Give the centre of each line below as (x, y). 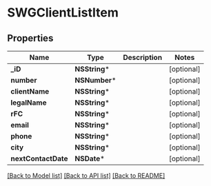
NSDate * (90, 158)
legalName (29, 103)
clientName (30, 91)
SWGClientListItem (63, 13)
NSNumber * (96, 80)
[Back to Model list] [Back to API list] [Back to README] (86, 176)
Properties (30, 38)
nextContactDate (39, 158)
